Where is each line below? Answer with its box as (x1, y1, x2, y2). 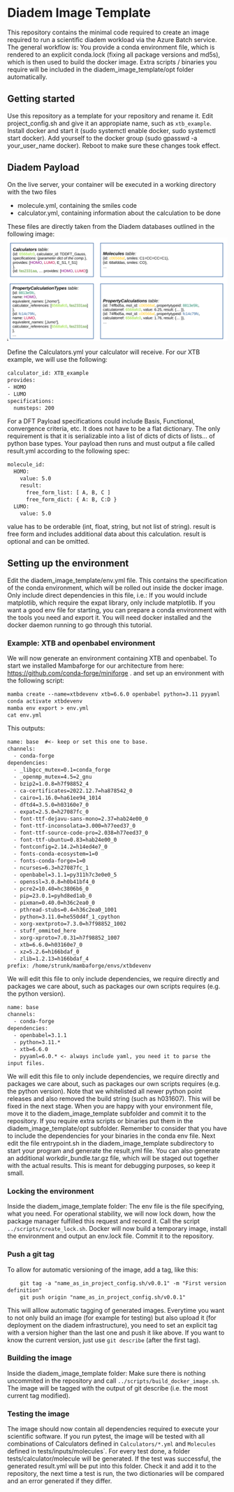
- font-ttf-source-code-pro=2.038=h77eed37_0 (13, 829, 149, 836)
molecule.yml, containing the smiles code (17, 201, 138, 209)
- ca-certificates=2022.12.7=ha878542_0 (13, 787, 133, 794)
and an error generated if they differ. (7, 1477, 112, 1485)
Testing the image (7, 1409, 70, 1419)
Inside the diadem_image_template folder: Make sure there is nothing (7, 1369, 206, 1377)
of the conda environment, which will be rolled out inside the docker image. (7, 583, 224, 592)
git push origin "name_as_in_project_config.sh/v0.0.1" (20, 1293, 187, 1301)
